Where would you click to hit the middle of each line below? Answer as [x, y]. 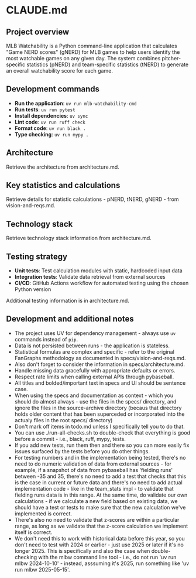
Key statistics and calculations [63, 185]
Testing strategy [37, 256]
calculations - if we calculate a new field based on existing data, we [96, 501]
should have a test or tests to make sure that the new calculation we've [100, 507]
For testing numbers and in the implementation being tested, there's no [100, 457]
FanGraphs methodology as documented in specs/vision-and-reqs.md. [100, 358]
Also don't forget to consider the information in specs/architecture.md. [100, 364]
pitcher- [171, 58]
